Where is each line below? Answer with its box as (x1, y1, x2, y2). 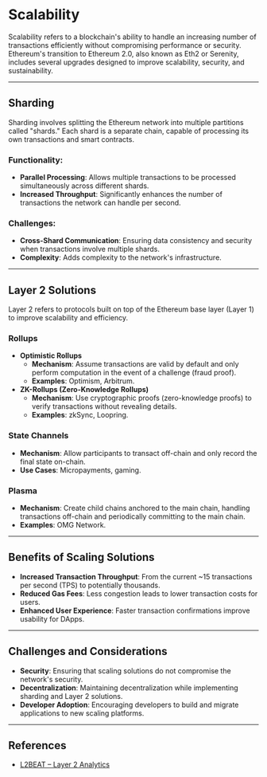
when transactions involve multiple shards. (19, 245, 161, 254)
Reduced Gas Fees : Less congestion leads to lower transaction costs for (19, 588, 258, 598)
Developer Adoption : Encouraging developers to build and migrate (19, 700, 239, 709)
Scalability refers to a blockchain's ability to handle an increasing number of (8, 32, 257, 41)
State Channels (8, 430, 69, 441)
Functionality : (8, 154, 64, 165)
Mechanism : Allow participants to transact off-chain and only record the (19, 448, 257, 457)
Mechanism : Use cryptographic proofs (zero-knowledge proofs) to (31, 393, 252, 403)
